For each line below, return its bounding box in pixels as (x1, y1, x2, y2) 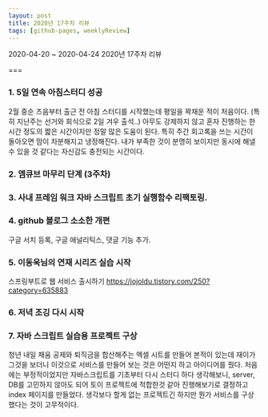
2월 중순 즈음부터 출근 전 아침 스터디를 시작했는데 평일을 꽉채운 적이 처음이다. (8, 106, 250, 116)
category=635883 (8, 285, 69, 296)
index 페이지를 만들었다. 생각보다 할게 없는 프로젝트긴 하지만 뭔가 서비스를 (8, 390, 240, 399)
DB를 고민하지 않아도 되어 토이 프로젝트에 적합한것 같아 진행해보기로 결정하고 (8, 380, 249, 390)
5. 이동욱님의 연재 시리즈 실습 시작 (8, 256, 131, 268)
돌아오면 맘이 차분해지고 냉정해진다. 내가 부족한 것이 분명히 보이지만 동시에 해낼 (8, 137, 256, 146)
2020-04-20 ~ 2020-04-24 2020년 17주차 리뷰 (8, 50, 162, 59)
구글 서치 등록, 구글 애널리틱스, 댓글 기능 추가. (8, 235, 151, 244)
